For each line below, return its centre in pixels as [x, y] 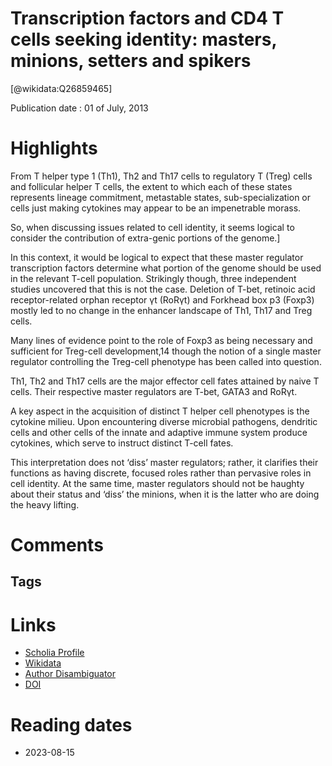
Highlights [54, 148]
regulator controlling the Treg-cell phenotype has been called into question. [166, 361]
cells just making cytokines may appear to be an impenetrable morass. [156, 208]
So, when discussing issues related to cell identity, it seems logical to [152, 227]
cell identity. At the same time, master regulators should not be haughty [157, 483]
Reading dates [71, 724]
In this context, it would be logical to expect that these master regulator [157, 257]
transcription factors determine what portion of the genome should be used [166, 268]
